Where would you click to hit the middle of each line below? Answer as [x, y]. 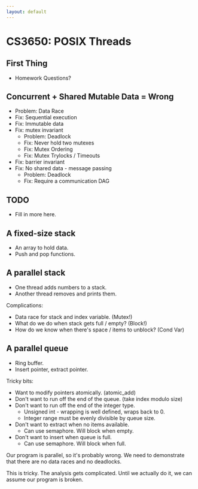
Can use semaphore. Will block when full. [75, 443]
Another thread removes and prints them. [66, 294]
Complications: [25, 305]
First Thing [27, 64]
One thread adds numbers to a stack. [61, 287]
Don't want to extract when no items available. [72, 424]
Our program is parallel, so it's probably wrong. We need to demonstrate [95, 455]
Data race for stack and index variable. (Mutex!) [74, 317]
